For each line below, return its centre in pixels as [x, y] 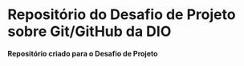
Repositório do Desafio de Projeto [122, 15]
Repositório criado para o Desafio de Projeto [83, 53]
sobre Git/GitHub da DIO [89, 31]
